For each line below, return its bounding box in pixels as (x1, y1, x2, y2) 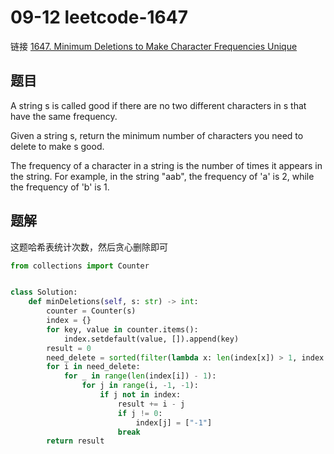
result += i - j (117, 399, 186, 409)
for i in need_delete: (46, 362, 141, 372)
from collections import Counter (10, 261, 150, 271)
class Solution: (10, 287, 78, 298)
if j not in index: (99, 390, 182, 400)
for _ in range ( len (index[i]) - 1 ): (63, 371, 217, 381)
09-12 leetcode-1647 (10, 6, 188, 29)
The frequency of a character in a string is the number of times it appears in (10, 159, 323, 171)
